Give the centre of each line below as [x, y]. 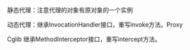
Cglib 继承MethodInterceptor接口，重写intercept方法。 [84, 39]
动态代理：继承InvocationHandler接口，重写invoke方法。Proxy [95, 25]
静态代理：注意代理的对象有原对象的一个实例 [70, 10]
